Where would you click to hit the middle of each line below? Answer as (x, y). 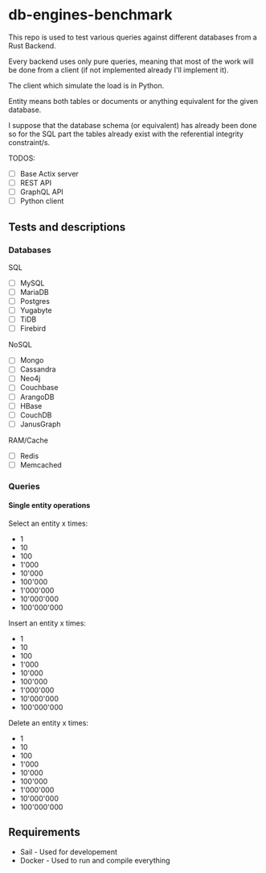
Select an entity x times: (48, 523)
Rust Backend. (32, 45)
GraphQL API (42, 192)
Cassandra (38, 369)
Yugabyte (36, 310)
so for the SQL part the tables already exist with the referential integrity (126, 134)
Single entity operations (49, 505)
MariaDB (35, 292)
